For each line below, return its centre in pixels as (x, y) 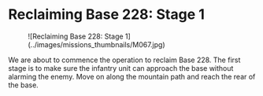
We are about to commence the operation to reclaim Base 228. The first (124, 60)
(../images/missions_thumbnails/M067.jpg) (96, 44)
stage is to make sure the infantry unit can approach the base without (121, 68)
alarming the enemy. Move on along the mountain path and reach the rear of (132, 76)
